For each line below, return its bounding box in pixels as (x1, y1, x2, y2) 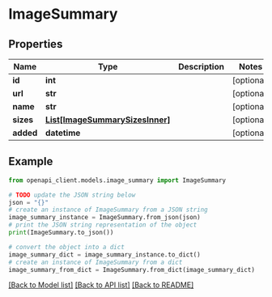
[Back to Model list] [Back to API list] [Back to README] (8, 280, 194, 290)
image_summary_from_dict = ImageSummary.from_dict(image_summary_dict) (8, 265, 255, 274)
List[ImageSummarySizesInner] (45, 114, 171, 125)
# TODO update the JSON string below (8, 191, 136, 199)
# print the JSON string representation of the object (8, 221, 198, 229)
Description (177, 62, 225, 72)
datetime (45, 127, 81, 138)
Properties (8, 37, 63, 51)
